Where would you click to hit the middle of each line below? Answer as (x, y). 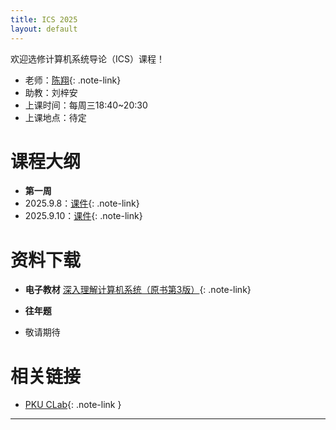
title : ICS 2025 (44, 19)
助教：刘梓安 (51, 92)
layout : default (44, 29)
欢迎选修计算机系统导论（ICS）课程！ (87, 58)
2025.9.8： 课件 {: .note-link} (82, 203)
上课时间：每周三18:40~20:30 (86, 105)
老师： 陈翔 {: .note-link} (73, 80)
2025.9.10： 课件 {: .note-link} (83, 216)
